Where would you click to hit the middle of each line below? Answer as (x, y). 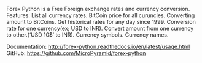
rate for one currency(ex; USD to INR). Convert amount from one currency (100, 28)
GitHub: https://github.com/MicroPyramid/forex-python (76, 53)
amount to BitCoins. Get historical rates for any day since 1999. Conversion (101, 22)
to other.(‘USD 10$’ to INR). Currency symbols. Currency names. (87, 35)
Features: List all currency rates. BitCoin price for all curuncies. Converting (101, 15)
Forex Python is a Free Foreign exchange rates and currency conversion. (98, 9)
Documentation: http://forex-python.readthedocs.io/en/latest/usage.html (98, 46)
